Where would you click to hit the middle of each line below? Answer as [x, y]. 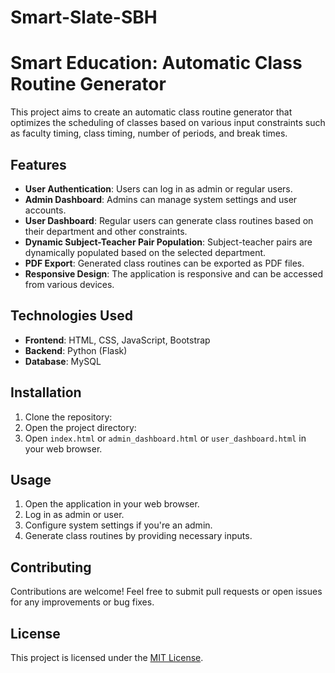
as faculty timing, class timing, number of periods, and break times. [149, 133]
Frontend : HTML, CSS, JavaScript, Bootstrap [117, 340]
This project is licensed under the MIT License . [107, 657]
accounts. [45, 210]
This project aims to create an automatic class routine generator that [151, 112]
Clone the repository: [68, 417]
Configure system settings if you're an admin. [118, 525]
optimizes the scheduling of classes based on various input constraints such [168, 123]
